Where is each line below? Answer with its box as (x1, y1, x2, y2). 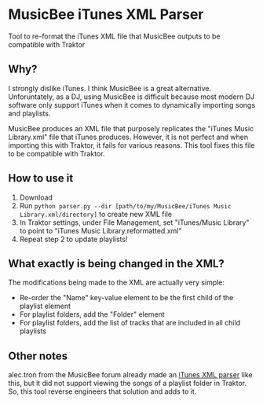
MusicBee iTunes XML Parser (8, 6, 204, 24)
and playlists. (8, 108, 51, 118)
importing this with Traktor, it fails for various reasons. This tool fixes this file (8, 140, 255, 150)
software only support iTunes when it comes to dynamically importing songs (8, 100, 256, 109)
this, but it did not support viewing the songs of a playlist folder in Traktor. (8, 379, 247, 388)
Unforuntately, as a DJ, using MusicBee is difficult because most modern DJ (8, 92, 255, 101)
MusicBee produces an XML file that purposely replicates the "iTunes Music (8, 123, 254, 133)
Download (19, 193, 53, 202)
